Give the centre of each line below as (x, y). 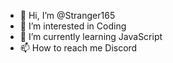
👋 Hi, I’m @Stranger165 (67, 15)
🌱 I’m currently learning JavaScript (91, 36)
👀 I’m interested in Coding (73, 26)
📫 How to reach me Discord (78, 48)
